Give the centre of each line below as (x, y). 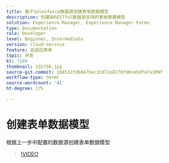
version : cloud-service (36, 45)
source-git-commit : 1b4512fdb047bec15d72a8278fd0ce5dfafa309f (84, 72)
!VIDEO (29, 154)
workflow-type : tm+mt (33, 77)
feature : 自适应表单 (29, 50)
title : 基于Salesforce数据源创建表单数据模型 (58, 12)
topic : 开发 (20, 56)
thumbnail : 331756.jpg (34, 66)
